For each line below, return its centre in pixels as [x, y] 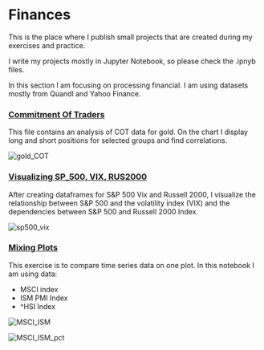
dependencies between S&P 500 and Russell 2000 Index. [104, 211]
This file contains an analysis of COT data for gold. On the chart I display [128, 132]
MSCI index [39, 289]
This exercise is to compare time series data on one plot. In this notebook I [132, 265]
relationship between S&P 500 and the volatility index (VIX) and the [119, 203]
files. [16, 69]
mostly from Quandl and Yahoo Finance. [75, 93]
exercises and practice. [47, 45]
